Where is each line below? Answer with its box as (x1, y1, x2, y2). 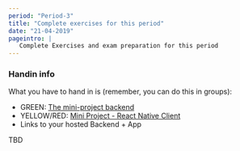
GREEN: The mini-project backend (19, 103, 135, 112)
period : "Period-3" (8, 11, 74, 20)
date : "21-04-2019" (8, 27, 74, 35)
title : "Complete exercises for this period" (8, 19, 164, 27)
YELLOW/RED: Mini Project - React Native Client (19, 111, 181, 121)
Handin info (8, 69, 55, 80)
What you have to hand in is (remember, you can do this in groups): (8, 86, 233, 97)
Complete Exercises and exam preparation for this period (19, 42, 219, 50)
